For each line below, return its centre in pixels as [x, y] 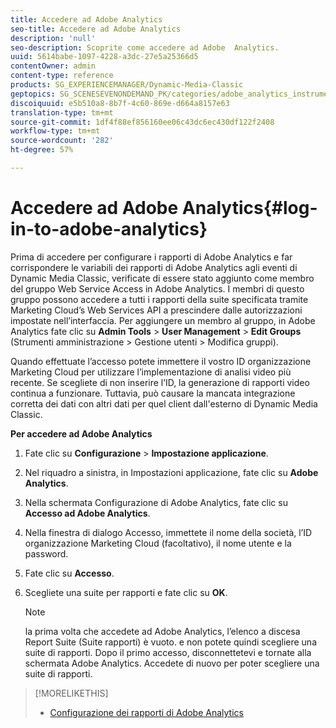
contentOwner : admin [53, 66]
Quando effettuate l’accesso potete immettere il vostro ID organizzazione [161, 361]
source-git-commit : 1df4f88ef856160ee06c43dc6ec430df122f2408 [142, 122]
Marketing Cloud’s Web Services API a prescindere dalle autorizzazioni [156, 310]
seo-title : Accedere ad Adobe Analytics [96, 29]
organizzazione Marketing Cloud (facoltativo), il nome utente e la [158, 543]
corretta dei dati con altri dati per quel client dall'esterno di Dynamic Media [164, 403]
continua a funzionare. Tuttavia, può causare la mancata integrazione [153, 393]
